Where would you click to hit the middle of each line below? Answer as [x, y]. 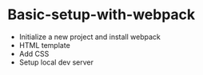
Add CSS [34, 53]
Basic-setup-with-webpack [101, 15]
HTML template [45, 45]
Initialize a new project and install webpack [90, 37]
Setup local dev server [56, 62]
